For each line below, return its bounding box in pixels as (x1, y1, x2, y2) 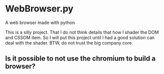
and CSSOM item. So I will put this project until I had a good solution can (5, 34, 155, 40)
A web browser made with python (5, 19, 75, 25)
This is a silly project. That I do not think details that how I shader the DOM (5, 29, 159, 35)
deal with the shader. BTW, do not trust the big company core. (5, 39, 133, 45)
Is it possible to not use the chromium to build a (5, 54, 156, 63)
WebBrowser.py (5, 3, 74, 14)
